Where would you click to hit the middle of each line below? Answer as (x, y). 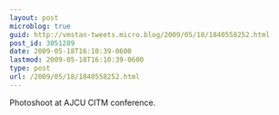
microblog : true (40, 26)
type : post (30, 69)
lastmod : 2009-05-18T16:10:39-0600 (77, 60)
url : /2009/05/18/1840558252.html (75, 77)
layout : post (34, 18)
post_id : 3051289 (42, 43)
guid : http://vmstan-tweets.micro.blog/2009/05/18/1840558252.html (140, 34)
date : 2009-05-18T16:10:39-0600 (70, 52)
